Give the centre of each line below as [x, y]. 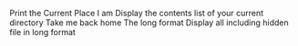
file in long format [42, 32]
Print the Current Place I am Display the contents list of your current [137, 13]
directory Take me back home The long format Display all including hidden [149, 23]
